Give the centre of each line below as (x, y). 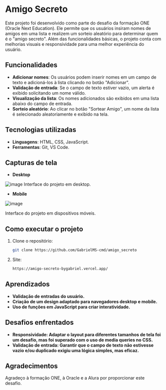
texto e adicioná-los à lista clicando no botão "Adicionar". (71, 82)
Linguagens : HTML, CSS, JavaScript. (51, 142)
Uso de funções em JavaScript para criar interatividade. (71, 307)
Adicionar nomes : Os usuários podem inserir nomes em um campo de (84, 77)
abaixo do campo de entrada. (42, 104)
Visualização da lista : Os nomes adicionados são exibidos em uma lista (86, 98)
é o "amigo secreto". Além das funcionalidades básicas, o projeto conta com (83, 39)
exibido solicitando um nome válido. (49, 93)
